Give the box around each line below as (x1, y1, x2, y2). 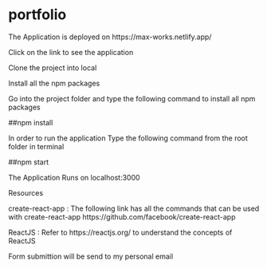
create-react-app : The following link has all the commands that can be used (8, 204, 260, 213)
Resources (8, 188, 44, 197)
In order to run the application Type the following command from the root (8, 133, 249, 143)
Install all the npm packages (8, 78, 100, 88)
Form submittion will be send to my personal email (8, 251, 174, 261)
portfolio (8, 6, 67, 24)
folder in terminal (8, 141, 65, 151)
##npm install (8, 117, 53, 127)
